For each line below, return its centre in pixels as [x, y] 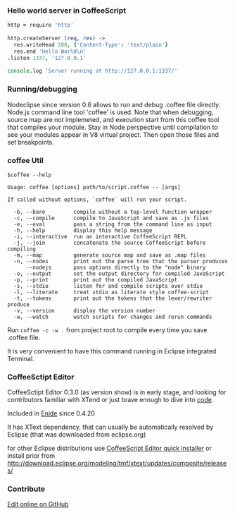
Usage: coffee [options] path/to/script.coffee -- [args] [94, 187]
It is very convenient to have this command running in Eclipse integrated [112, 351]
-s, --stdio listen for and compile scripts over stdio [108, 286]
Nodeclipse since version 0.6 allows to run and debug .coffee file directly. [114, 104]
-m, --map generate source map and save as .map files [110, 255]
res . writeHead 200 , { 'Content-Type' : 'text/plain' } [91, 44]
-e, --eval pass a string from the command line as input [113, 224]
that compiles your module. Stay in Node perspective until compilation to [113, 127]
